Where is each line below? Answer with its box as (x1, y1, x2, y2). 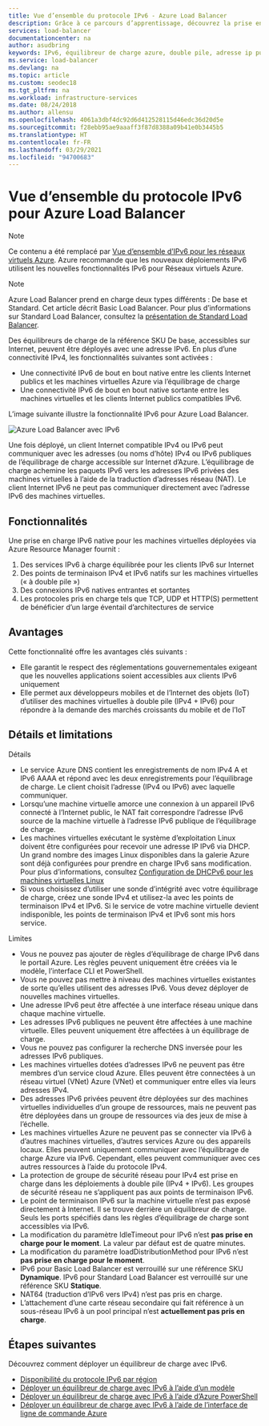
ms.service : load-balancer (8, 57, 98, 65)
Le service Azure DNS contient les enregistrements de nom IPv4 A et (19, 765, 248, 774)
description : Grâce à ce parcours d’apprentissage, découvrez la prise (8, 19, 252, 27)
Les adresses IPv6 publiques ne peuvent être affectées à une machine (19, 1017, 252, 1026)
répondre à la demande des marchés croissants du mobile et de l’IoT (19, 705, 247, 714)
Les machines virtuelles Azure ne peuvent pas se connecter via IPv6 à (19, 1127, 252, 1137)
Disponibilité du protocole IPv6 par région (19, 1375, 158, 1384)
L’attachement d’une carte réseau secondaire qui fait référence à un (19, 1298, 244, 1308)
